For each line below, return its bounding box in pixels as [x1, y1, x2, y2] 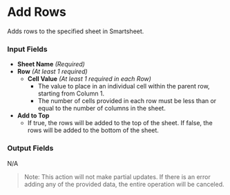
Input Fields [7, 44, 48, 54]
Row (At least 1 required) [17, 67, 88, 76]
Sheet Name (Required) [17, 60, 85, 68]
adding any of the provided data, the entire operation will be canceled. [23, 180, 224, 188]
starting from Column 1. [37, 89, 105, 98]
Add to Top [17, 111, 50, 120]
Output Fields [7, 143, 54, 153]
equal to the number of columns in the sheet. [37, 104, 166, 113]
